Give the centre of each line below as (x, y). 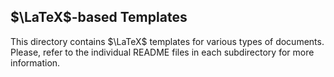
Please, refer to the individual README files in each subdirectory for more (162, 52)
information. (35, 62)
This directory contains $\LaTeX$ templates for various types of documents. (167, 41)
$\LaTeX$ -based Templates (99, 17)
